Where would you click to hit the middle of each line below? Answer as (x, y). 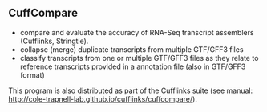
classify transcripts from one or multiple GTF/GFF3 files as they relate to (139, 58)
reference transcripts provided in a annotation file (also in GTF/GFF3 (133, 66)
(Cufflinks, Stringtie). (54, 41)
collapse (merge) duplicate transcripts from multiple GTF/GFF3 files (131, 49)
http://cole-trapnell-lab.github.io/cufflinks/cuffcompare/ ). (103, 98)
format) (32, 74)
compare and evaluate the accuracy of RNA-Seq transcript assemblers (137, 32)
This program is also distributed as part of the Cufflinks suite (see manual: (131, 90)
